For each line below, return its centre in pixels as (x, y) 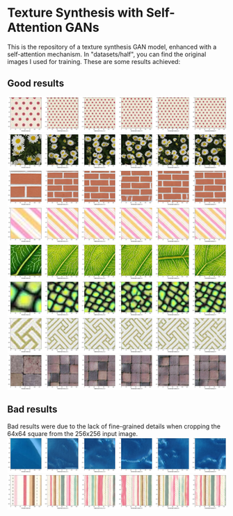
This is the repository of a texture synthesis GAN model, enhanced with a (112, 47)
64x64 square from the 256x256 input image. (73, 433)
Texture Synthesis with (75, 13)
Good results (36, 84)
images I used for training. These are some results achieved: (94, 61)
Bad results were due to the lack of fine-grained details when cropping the (114, 426)
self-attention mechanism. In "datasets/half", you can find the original (107, 54)
